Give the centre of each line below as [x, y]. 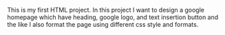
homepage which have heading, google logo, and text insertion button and [113, 17]
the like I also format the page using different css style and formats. [103, 24]
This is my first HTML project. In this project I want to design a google [106, 10]
